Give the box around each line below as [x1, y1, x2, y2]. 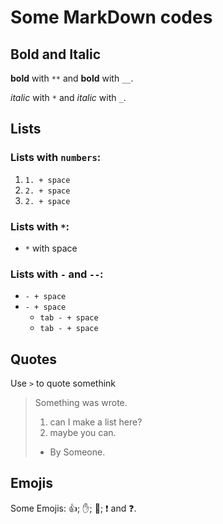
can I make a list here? [49, 416, 143, 428]
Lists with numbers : [10, 151, 102, 165]
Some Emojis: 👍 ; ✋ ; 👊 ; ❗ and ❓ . [10, 502, 137, 514]
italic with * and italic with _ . [10, 92, 127, 103]
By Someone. [49, 446, 106, 458]
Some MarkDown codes [10, 6, 213, 29]
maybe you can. [49, 427, 117, 439]
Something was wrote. [34, 397, 128, 409]
